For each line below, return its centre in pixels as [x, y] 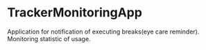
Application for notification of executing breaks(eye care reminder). [103, 32]
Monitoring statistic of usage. [49, 38]
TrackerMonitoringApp [75, 13]
